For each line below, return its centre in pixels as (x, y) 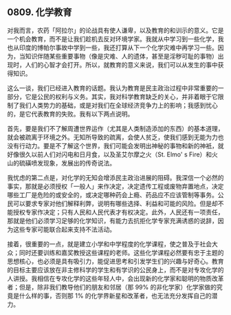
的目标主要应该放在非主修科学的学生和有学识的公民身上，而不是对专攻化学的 (115, 270)
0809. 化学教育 (40, 12)
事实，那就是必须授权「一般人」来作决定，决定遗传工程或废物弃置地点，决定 (115, 186)
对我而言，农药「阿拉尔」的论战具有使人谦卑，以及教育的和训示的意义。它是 (115, 30)
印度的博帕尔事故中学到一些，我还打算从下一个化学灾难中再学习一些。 (118, 48)
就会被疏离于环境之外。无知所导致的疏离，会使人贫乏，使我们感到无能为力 (112, 137)
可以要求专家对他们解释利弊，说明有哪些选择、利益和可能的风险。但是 (112, 203)
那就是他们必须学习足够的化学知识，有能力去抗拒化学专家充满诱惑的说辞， (112, 221)
